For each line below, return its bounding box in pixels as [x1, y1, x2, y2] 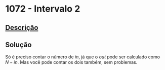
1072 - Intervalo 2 [5, 3, 80, 15]
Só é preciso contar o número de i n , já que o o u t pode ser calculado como [5, 54, 160, 60]
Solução [5, 40, 32, 49]
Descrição [5, 23, 38, 32]
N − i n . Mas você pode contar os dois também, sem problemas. [5, 59, 138, 65]
